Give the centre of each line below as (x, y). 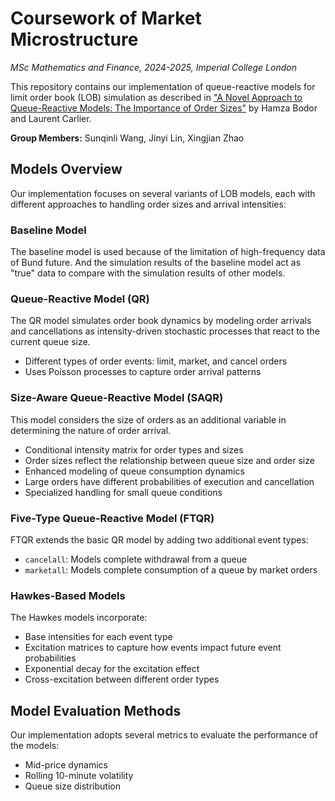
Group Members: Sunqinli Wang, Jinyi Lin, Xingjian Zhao (127, 138)
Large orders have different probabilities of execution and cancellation (169, 481)
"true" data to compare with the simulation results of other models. (148, 273)
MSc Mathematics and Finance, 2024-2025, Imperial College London (153, 67)
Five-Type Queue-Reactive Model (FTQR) (112, 518)
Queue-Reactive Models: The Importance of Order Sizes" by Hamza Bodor (164, 108)
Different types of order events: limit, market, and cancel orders (156, 361)
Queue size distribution (72, 786)
